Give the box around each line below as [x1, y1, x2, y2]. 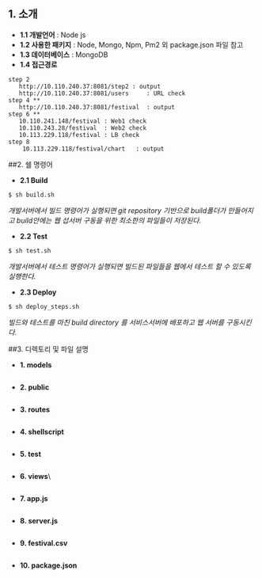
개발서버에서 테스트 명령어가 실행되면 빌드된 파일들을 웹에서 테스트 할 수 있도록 [8, 261, 252, 271]
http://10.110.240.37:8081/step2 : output [18, 82, 161, 90]
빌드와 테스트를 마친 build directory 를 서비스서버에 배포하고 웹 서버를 [8, 318, 225, 327]
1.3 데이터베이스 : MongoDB [19, 50, 108, 59]
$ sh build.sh [8, 191, 55, 199]
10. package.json [19, 561, 78, 570]
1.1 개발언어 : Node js [19, 30, 86, 40]
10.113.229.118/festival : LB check [18, 131, 140, 139]
